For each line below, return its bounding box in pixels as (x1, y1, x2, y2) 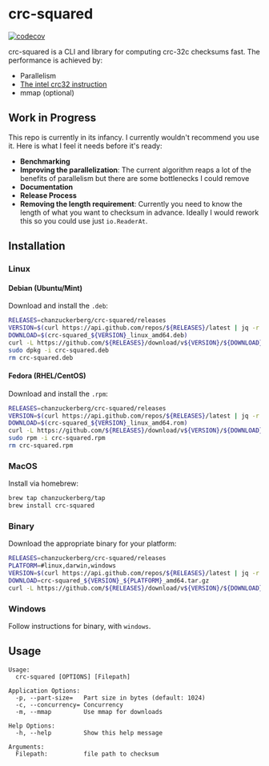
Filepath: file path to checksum (15, 750, 159, 758)
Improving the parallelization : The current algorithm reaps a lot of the (19, 165, 252, 175)
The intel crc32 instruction (19, 79, 107, 89)
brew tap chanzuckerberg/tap (8, 494, 106, 502)
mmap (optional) (19, 87, 74, 97)
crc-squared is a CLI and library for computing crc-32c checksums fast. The (8, 46, 260, 56)
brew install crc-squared (8, 502, 94, 510)
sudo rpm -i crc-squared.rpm (8, 434, 106, 442)
